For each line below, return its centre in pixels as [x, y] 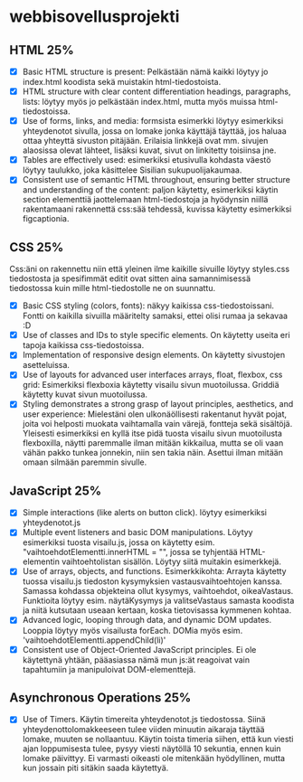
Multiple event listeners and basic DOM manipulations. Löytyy [137, 532]
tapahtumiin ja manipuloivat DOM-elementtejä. [109, 669]
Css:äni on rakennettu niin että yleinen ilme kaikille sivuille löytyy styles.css [150, 269]
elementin [41, 561]
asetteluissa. [46, 365]
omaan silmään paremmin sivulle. [85, 462]
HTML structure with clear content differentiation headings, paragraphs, [156, 91]
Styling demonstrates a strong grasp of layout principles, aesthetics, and [158, 404]
